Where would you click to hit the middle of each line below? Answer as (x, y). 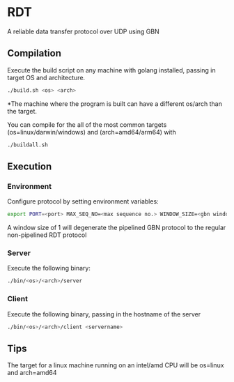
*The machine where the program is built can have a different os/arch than (115, 104)
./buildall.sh (28, 145)
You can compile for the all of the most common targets (87, 124)
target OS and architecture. (46, 77)
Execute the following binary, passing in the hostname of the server (104, 314)
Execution (30, 166)
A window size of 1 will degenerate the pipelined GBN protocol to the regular (117, 228)
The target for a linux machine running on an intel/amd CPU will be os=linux (116, 365)
